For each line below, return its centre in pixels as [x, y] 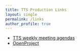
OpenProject [26, 43]
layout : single [21, 14]
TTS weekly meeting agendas [44, 38]
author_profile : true [28, 24]
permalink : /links [25, 19]
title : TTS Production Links [36, 10]
